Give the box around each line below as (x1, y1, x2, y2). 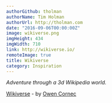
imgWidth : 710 (6, 42, 41, 47)
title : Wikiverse (6, 57, 49, 63)
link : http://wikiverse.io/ (6, 47, 75, 53)
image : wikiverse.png (6, 30, 60, 36)
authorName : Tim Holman (6, 14, 65, 20)
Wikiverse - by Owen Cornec (6, 90, 77, 97)
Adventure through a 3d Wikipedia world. (6, 79, 107, 86)
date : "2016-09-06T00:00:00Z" (6, 25, 81, 31)
